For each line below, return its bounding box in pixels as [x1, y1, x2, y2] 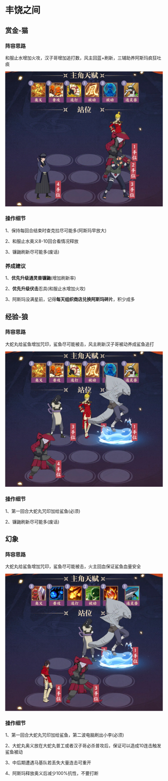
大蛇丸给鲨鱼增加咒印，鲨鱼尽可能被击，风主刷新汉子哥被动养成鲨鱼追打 [5, 341, 154, 347]
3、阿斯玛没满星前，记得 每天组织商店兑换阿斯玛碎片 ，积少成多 [5, 296, 135, 302]
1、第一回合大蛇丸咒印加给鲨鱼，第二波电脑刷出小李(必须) [5, 732, 124, 738]
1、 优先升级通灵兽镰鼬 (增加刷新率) [5, 275, 76, 281]
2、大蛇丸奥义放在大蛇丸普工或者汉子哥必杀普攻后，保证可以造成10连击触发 [5, 743, 161, 749]
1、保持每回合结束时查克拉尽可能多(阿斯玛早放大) [5, 227, 106, 234]
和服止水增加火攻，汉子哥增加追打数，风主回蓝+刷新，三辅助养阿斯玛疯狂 [5, 55, 157, 61]
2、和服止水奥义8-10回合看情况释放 [5, 238, 79, 244]
